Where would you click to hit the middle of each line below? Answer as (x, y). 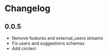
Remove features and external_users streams (57, 38)
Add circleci (24, 48)
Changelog (27, 9)
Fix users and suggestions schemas (48, 43)
